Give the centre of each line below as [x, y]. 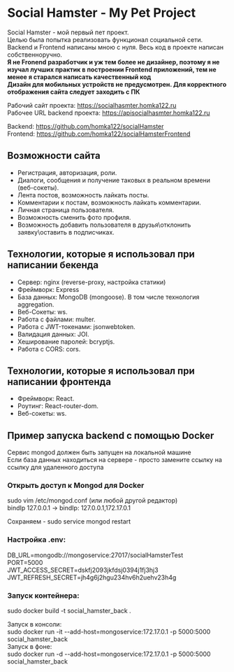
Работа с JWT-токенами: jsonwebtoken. [76, 326]
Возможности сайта [54, 156]
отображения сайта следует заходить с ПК [74, 92]
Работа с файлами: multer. [56, 319]
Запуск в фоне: [30, 647]
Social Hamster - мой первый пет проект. [68, 32]
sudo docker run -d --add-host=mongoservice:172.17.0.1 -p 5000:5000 [109, 654]
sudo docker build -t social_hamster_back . [69, 611]
